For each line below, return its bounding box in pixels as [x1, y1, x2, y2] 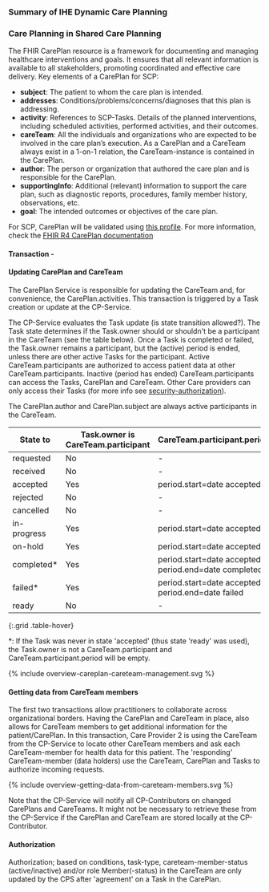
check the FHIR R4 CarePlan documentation [8, 231, 154, 241]
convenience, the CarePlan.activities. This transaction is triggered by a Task [8, 294, 259, 303]
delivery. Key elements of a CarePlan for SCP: [8, 71, 159, 82]
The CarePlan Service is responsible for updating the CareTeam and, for [8, 286, 246, 295]
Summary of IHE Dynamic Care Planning [8, 6, 168, 18]
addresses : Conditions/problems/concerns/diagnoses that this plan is [19, 95, 251, 106]
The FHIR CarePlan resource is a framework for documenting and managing [8, 47, 259, 56]
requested [12, 452, 51, 464]
